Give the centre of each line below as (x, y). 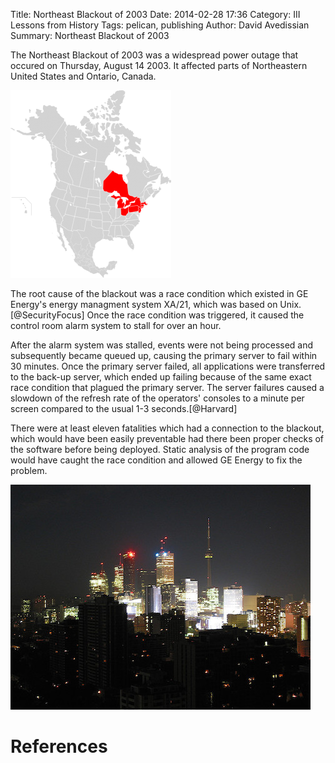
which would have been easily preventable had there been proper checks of (167, 438)
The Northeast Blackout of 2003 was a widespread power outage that (154, 55)
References (59, 746)
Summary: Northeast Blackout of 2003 (90, 35)
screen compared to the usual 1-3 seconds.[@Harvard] (124, 408)
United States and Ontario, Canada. (83, 76)
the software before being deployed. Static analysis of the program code (160, 449)
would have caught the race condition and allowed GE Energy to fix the (156, 460)
